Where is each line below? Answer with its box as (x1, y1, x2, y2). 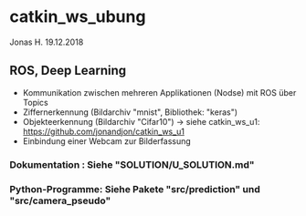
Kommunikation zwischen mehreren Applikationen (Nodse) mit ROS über (22, 87, 297, 98)
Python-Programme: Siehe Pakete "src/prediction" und (9, 182, 260, 195)
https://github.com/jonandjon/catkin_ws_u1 (22, 126, 185, 137)
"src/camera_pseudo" (9, 194, 111, 207)
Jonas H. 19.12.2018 (9, 36, 84, 47)
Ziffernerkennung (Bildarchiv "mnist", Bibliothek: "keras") (22, 107, 238, 118)
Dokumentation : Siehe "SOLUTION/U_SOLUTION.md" (9, 158, 255, 170)
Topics (22, 97, 48, 108)
